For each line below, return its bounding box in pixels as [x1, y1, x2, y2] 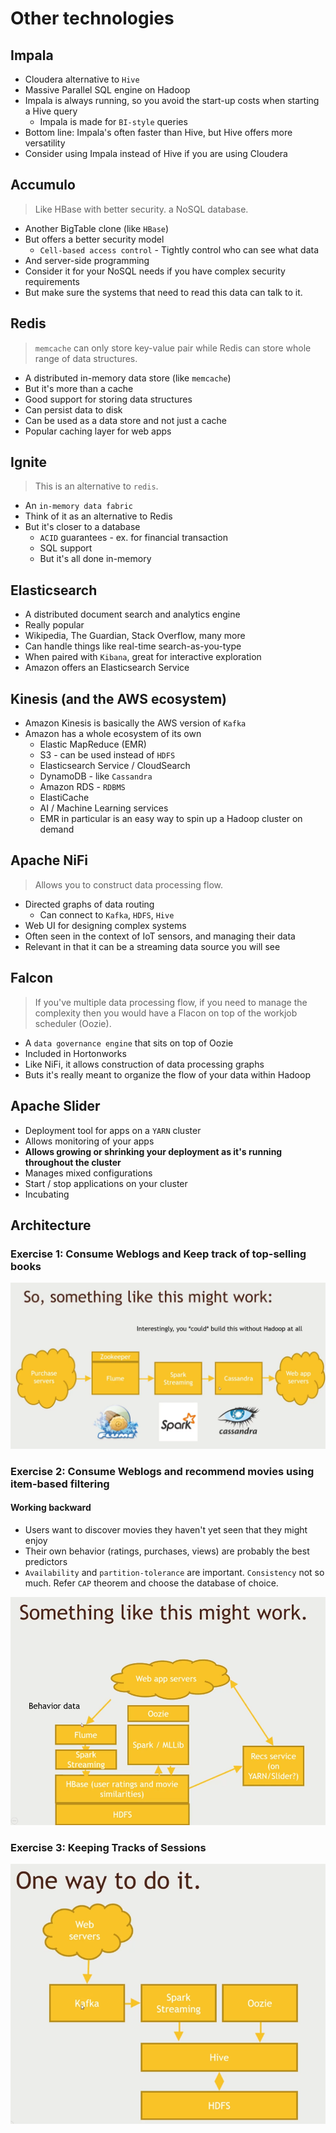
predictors [24, 1556, 68, 1568]
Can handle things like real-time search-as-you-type [24, 640, 242, 652]
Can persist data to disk [24, 403, 123, 416]
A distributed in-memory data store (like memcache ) [24, 372, 232, 384]
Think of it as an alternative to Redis [24, 510, 173, 522]
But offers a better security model [24, 233, 165, 245]
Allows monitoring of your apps [24, 1135, 155, 1147]
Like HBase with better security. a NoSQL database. [34, 203, 249, 215]
